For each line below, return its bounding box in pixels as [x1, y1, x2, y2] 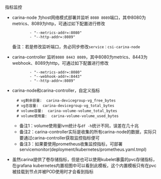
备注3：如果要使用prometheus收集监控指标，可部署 [19, 141, 123, 147]
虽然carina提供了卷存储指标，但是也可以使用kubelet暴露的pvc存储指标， [12, 157, 158, 162]
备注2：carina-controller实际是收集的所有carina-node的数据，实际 [19, 129, 153, 135]
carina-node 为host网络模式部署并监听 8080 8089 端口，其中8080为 [12, 15, 146, 20]
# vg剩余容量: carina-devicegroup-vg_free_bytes [16, 98, 116, 103]
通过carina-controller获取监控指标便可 [23, 135, 100, 141]
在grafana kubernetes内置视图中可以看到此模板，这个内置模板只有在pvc [12, 162, 157, 168]
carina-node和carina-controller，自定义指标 [12, 88, 100, 93]
